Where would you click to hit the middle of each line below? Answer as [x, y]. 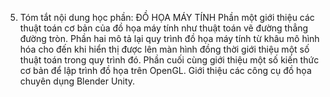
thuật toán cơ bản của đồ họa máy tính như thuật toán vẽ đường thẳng [164, 28]
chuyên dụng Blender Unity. [77, 81]
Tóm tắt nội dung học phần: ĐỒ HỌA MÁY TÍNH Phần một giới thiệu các [167, 17]
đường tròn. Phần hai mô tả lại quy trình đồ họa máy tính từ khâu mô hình [169, 38]
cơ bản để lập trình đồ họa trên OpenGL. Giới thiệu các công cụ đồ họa [165, 70]
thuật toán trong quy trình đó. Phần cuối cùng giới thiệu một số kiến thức [169, 60]
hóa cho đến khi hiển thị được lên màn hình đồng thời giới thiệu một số [164, 49]
